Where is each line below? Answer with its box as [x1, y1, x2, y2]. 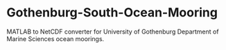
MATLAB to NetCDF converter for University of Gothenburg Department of [6, 27, 219, 36]
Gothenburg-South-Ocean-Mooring [6, 5, 218, 21]
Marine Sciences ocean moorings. [6, 34, 105, 42]
